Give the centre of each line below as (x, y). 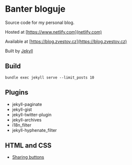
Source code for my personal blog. (40, 22)
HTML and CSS (28, 145)
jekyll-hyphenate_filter (34, 130)
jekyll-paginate (27, 104)
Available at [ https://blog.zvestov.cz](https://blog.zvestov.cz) (66, 41)
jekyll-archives (27, 120)
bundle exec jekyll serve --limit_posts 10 (50, 77)
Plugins (17, 93)
